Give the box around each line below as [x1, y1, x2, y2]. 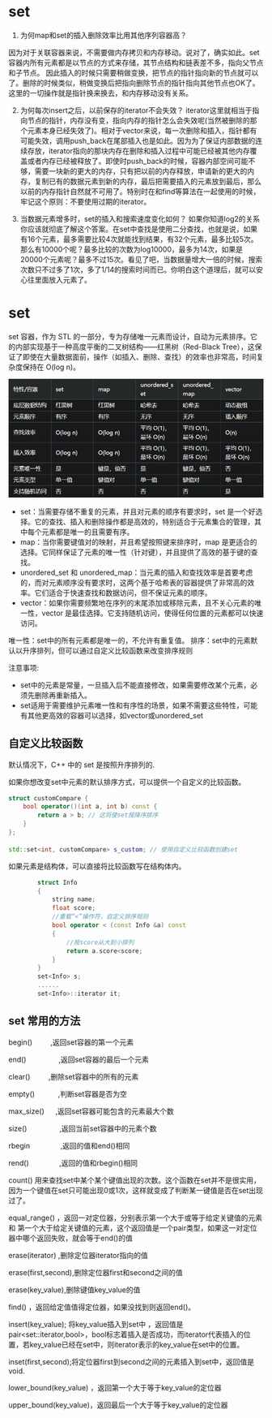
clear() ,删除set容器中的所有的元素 [8, 1071, 139, 1081]
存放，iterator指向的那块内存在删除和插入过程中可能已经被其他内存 [27, 145, 251, 156]
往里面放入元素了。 [27, 274, 91, 284]
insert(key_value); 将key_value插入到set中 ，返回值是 [8, 1319, 184, 1329]
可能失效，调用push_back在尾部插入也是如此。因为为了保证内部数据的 [19, 136, 256, 145]
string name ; [51, 895, 96, 903]
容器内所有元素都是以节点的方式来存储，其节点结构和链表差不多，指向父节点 [8, 58, 264, 67]
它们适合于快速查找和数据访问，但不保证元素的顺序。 [34, 588, 212, 597]
